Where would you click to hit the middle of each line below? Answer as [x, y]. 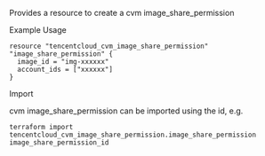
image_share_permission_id [59, 143]
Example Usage [38, 30]
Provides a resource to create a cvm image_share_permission [122, 13]
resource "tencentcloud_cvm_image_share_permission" [109, 46]
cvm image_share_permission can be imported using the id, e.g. [126, 111]
